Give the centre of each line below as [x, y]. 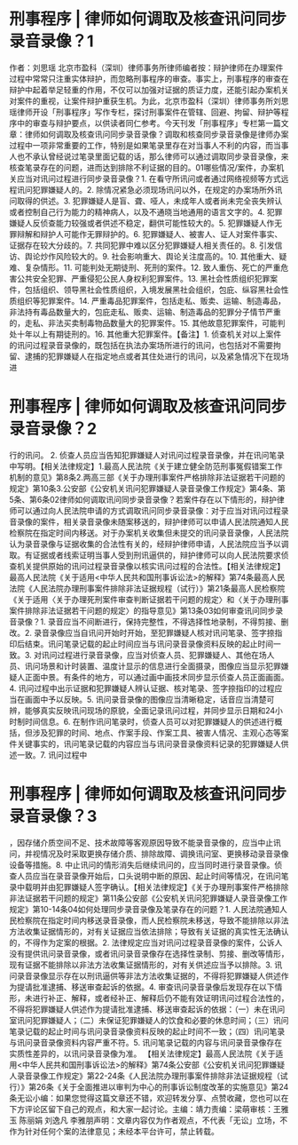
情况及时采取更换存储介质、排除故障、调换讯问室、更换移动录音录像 [164, 854]
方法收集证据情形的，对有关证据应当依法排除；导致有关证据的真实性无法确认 [149, 931]
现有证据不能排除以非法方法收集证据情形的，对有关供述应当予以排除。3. [141, 965]
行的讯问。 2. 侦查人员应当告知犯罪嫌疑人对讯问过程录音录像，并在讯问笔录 [147, 455]
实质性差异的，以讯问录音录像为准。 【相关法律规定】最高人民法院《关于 [142, 1054]
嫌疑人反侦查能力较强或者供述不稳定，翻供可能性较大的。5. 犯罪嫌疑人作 [142, 223]
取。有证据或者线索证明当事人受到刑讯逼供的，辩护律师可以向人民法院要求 [145, 555]
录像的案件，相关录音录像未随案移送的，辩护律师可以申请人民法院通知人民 [153, 521]
